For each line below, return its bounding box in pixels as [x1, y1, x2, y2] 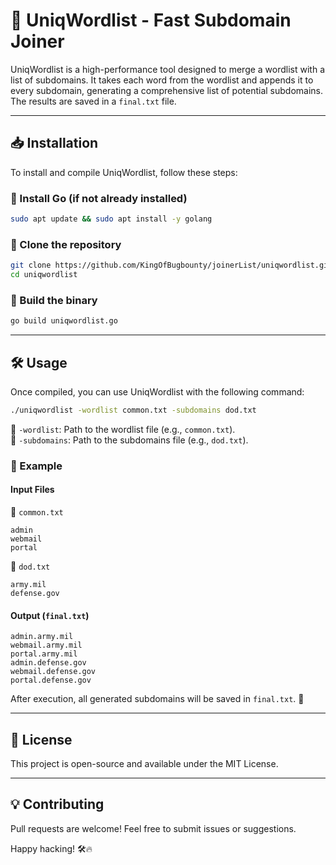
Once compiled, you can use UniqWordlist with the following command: [10, 385, 305, 398]
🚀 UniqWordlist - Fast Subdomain [10, 9, 292, 32]
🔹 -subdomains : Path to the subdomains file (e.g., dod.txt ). [10, 434, 249, 446]
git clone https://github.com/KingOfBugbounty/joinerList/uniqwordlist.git [10, 260, 333, 271]
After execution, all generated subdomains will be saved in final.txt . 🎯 [10, 693, 305, 705]
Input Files [10, 484, 55, 496]
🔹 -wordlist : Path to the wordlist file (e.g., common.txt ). [10, 423, 236, 435]
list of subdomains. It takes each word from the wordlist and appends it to [10, 74, 314, 86]
